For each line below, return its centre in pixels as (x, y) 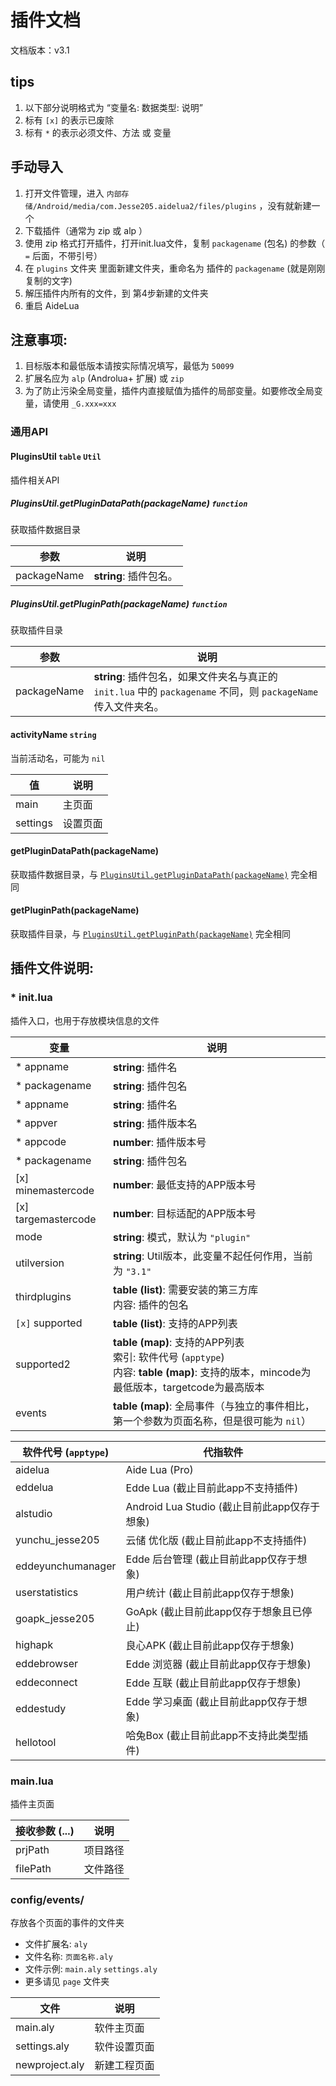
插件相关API (35, 480)
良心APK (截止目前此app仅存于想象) (210, 1645)
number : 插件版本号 (160, 1142)
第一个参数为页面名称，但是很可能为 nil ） (212, 1421)
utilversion (40, 1263)
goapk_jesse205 (55, 1618)
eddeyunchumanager (66, 1566)
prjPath (32, 1850)
